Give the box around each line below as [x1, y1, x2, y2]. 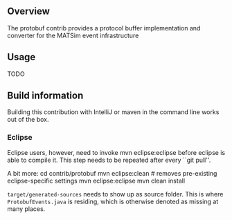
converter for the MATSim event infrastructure [7, 31, 139, 39]
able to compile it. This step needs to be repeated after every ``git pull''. [7, 156, 211, 164]
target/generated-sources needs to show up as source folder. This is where [7, 190, 224, 198]
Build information [7, 90, 84, 102]
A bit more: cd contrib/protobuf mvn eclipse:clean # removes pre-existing [7, 169, 217, 177]
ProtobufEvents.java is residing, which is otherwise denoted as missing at [7, 197, 219, 205]
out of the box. [7, 116, 49, 124]
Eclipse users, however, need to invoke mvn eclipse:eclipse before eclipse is [7, 148, 226, 156]
